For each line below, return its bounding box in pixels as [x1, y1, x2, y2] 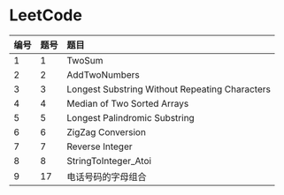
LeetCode [9, 5, 82, 26]
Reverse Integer [66, 140, 133, 153]
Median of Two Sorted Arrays [66, 97, 189, 109]
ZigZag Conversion [66, 125, 146, 138]
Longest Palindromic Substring [66, 111, 195, 124]
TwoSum [66, 54, 104, 66]
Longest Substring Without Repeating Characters [66, 83, 272, 95]
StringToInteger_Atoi [66, 154, 152, 167]
